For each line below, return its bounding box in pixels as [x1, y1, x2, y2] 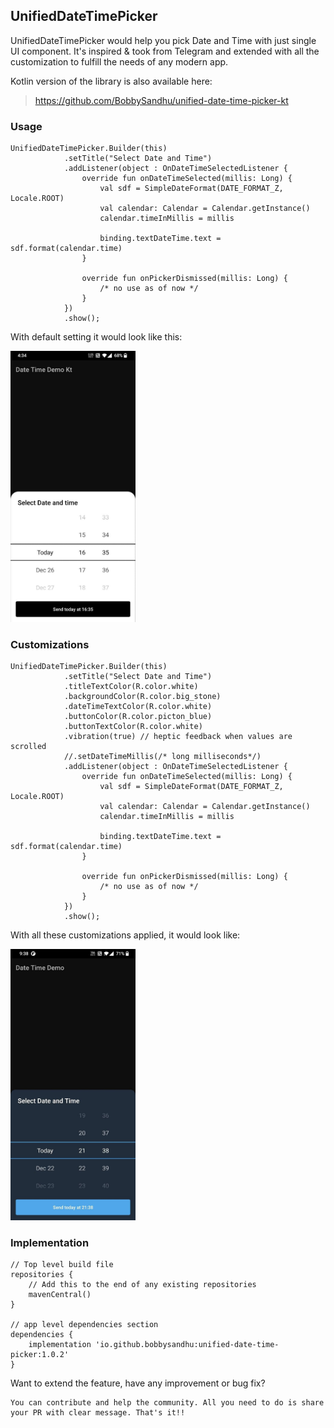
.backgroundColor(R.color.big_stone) [63, 692, 222, 702]
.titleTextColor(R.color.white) [63, 682, 199, 692]
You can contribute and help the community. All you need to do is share [10, 1398, 325, 1408]
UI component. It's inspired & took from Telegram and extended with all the [10, 45, 320, 57]
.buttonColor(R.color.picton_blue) [63, 712, 213, 722]
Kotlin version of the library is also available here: [10, 75, 213, 87]
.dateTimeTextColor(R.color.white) [63, 702, 213, 712]
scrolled [10, 742, 47, 752]
